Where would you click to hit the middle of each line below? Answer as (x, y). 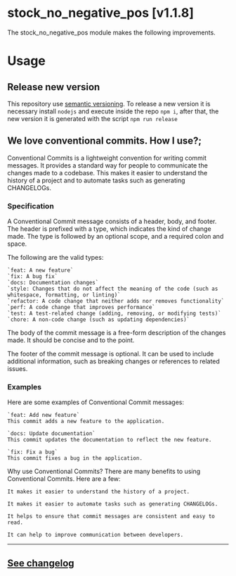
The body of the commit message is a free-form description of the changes (117, 333)
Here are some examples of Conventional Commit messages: (96, 402)
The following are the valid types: (55, 258)
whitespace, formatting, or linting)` (64, 295)
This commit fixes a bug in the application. (75, 458)
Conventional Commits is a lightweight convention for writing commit (107, 158)
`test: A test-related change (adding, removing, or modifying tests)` (114, 314)
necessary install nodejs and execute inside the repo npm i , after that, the (113, 111)
